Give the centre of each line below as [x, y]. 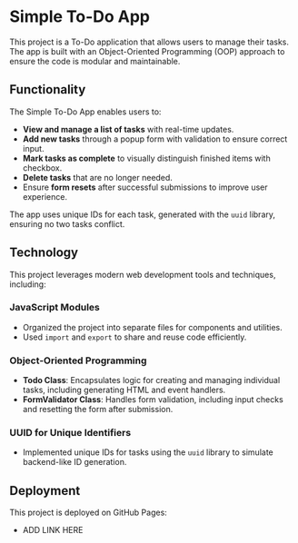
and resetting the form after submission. [98, 410]
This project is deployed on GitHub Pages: [89, 513]
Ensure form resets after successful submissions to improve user [145, 187]
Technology [44, 253]
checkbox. [42, 168]
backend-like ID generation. [74, 462]
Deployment [45, 491]
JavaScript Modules [55, 308]
